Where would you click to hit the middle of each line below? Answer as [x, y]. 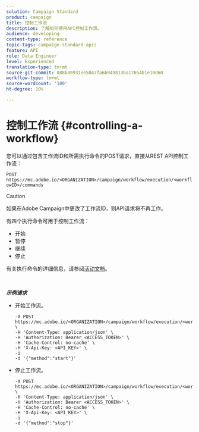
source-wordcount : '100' [37, 84]
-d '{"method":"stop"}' [44, 423]
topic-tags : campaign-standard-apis [51, 45]
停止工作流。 [30, 370]
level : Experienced [30, 61]
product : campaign [29, 17]
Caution [16, 196]
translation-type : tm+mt [37, 67]
